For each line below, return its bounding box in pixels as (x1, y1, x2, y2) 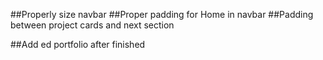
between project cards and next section (10, 19, 175, 31)
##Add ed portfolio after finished (10, 39, 146, 50)
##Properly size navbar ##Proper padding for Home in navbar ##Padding (10, 9, 314, 20)
